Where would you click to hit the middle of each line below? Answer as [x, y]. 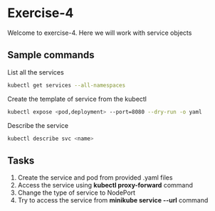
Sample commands [51, 55]
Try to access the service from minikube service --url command [113, 200]
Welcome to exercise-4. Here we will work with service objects [100, 33]
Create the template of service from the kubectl [77, 99]
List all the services [36, 72]
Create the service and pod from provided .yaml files [95, 178]
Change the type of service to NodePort [77, 193]
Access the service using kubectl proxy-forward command [105, 185]
